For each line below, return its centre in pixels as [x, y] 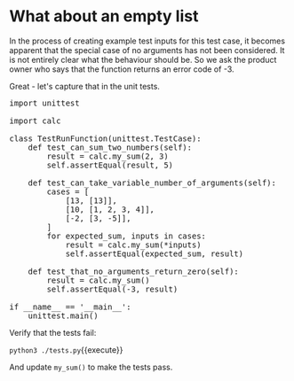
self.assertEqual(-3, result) [112, 289]
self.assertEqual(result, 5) [110, 165]
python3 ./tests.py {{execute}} [66, 350]
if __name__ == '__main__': [70, 307]
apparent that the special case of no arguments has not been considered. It [147, 50]
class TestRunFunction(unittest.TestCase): [105, 138]
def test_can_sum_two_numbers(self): [110, 147]
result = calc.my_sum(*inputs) [133, 245]
